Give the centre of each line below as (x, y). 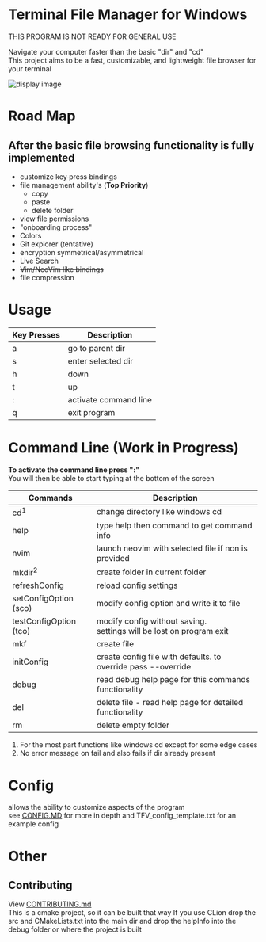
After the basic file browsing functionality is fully (131, 145)
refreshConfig (38, 585)
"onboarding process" (56, 227)
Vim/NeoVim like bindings (62, 269)
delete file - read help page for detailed (170, 703)
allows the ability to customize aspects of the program (97, 807)
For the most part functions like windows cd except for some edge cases (139, 745)
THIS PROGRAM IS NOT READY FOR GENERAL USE (92, 36)
